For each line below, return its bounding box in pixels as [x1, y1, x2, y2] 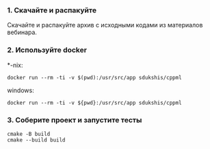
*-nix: [7, 61, 23, 69]
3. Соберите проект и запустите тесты [7, 115, 142, 124]
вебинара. [7, 28, 38, 36]
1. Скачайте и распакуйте [7, 5, 97, 15]
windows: [7, 86, 34, 94]
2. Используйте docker [7, 45, 88, 55]
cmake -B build [7, 131, 51, 137]
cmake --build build [7, 136, 66, 144]
